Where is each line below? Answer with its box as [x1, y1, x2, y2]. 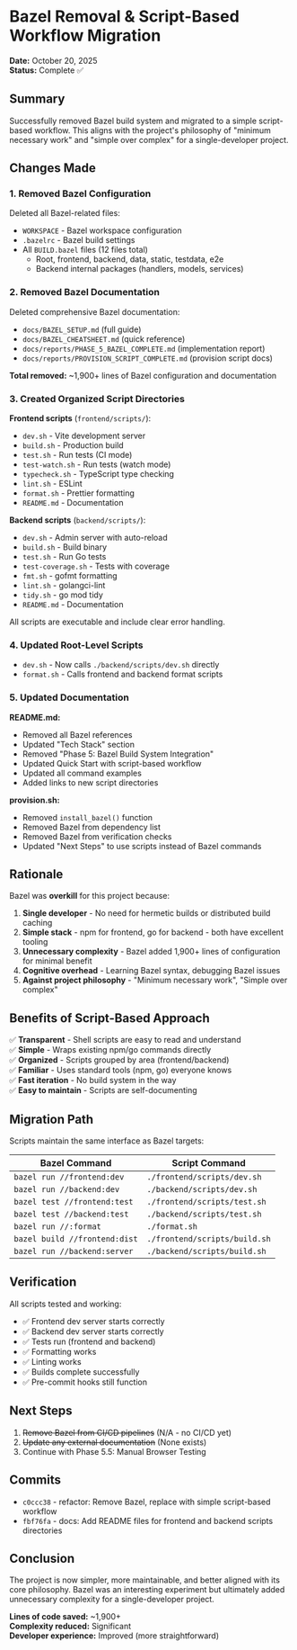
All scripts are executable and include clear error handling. [9, 616, 226, 627]
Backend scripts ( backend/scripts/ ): [9, 515, 146, 525]
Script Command [171, 1157, 247, 1170]
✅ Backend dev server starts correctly [22, 1325, 164, 1337]
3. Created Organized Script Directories [9, 392, 186, 405]
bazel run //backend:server [13, 1246, 134, 1257]
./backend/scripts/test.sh [146, 1209, 262, 1220]
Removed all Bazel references [22, 729, 133, 740]
